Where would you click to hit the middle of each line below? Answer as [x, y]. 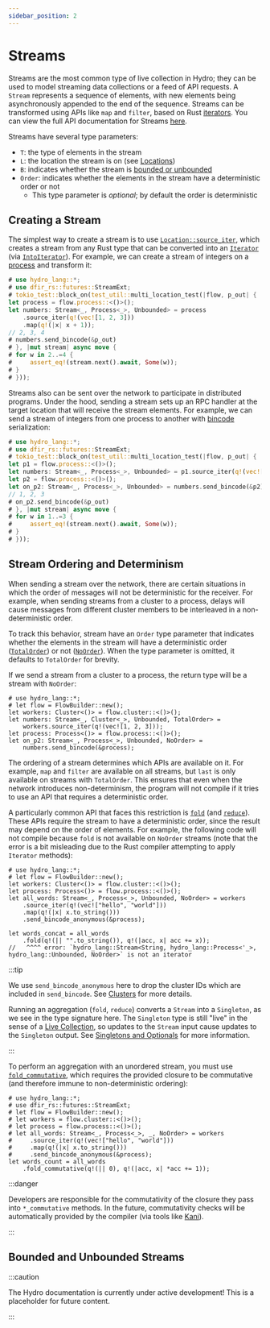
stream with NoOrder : [43, 683]
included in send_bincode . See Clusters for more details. [100, 994]
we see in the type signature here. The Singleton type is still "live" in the [128, 1018]
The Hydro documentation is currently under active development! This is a [131, 1292]
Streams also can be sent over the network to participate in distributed [125, 392]
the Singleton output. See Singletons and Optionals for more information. [129, 1035]
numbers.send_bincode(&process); [79, 747]
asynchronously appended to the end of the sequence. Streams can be [126, 104]
